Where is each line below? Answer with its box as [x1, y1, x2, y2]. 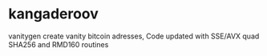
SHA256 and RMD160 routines [8, 39, 109, 49]
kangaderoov [8, 5, 99, 23]
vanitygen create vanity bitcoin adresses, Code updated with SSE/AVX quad [8, 31, 260, 41]
